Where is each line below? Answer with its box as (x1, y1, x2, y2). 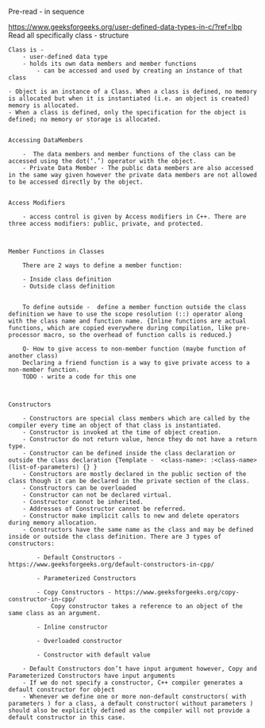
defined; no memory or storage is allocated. (8, 115, 161, 123)
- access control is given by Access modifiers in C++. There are (22, 213, 247, 221)
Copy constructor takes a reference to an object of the (50, 602, 244, 610)
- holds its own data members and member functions (22, 60, 197, 68)
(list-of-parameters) (8, 463, 80, 471)
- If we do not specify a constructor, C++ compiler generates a (22, 679, 244, 687)
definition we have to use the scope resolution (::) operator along (8, 310, 244, 318)
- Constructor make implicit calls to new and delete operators (22, 512, 240, 520)
